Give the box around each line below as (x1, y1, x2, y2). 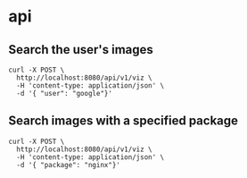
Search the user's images (8, 42, 153, 57)
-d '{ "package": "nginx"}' (16, 160, 121, 169)
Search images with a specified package (8, 114, 238, 129)
